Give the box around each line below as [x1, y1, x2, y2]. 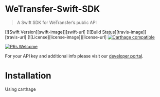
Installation [5, 70, 52, 81]
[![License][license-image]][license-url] [27, 34, 107, 40]
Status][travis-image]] [102, 29, 147, 35]
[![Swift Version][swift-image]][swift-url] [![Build [5, 29, 101, 35]
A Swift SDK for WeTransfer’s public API [17, 19, 97, 25]
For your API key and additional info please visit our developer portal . [5, 53, 143, 59]
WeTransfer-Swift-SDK [5, 3, 100, 15]
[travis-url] [5, 34, 27, 40]
